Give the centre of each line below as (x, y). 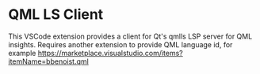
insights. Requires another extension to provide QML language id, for (120, 44)
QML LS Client (56, 15)
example (22, 53)
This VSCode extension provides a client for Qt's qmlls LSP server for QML (130, 36)
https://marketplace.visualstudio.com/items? (111, 53)
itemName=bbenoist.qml (48, 61)
